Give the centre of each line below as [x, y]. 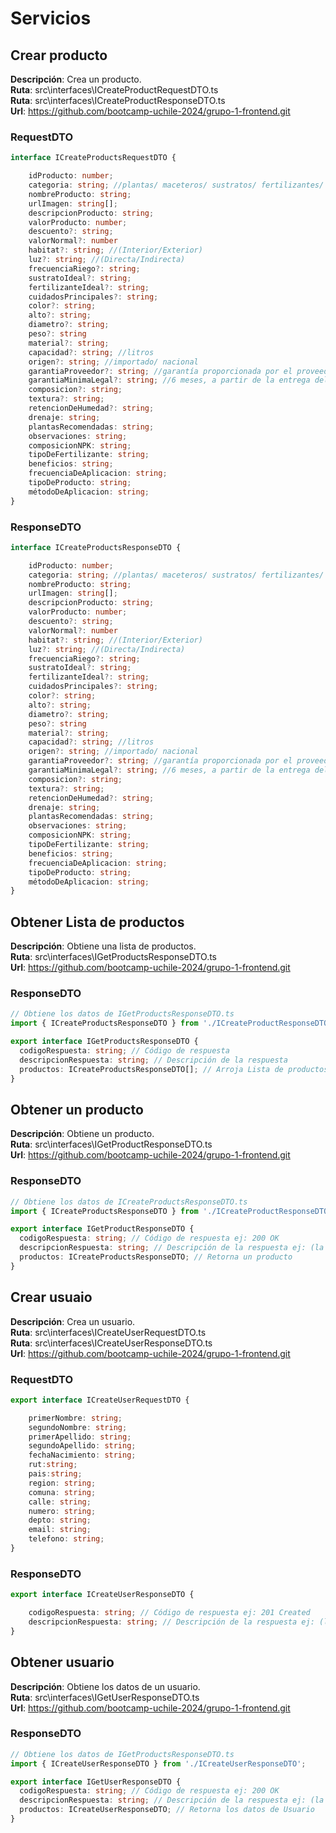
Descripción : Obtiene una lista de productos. [103, 946]
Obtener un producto [77, 1109]
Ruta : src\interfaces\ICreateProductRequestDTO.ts [114, 90]
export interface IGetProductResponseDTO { [102, 1229]
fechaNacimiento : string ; [82, 1455]
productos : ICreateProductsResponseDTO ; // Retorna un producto [156, 1257]
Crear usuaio [51, 1297]
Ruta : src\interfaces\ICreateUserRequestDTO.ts [108, 1332]
